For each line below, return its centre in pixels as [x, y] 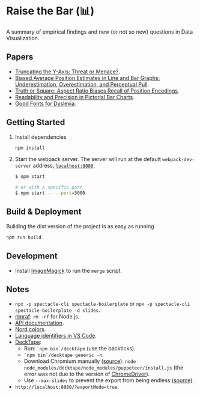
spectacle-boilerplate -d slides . [57, 310]
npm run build [24, 237]
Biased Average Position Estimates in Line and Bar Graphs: [87, 78]
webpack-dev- [178, 160]
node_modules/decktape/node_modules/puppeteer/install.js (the [104, 368]
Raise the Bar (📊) [50, 11]
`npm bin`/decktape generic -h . [64, 355]
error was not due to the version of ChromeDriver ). [87, 374]
